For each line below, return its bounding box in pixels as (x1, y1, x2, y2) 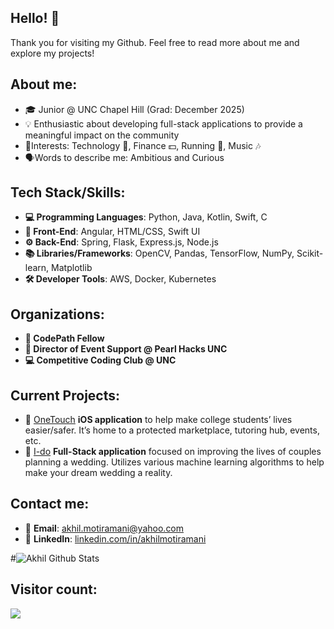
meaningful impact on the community (24, 129, 180, 141)
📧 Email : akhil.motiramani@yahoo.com (24, 522, 185, 534)
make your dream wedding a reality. (24, 467, 173, 479)
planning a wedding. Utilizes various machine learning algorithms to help (24, 456, 325, 468)
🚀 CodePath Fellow (24, 332, 105, 345)
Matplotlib (51, 262, 93, 274)
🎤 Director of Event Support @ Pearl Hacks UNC (24, 343, 228, 355)
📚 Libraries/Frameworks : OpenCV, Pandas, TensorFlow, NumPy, (24, 247, 295, 260)
